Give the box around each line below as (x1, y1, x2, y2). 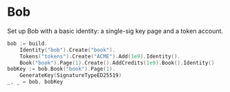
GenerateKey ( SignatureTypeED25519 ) (19, 72, 122, 79)
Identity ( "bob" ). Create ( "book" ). (19, 46, 116, 54)
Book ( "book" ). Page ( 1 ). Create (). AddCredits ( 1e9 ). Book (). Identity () (19, 59, 215, 66)
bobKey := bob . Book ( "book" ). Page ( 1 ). (7, 66, 116, 73)
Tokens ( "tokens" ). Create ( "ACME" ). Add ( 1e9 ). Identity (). (19, 53, 181, 60)
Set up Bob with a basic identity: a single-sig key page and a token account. (7, 27, 223, 35)
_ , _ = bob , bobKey (7, 78, 64, 86)
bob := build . (7, 40, 48, 47)
